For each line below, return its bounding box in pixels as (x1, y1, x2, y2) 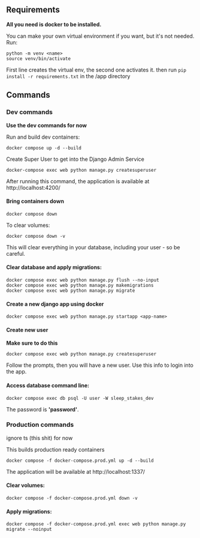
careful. (6, 250, 26, 257)
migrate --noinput (6, 527, 52, 533)
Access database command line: (6, 381, 90, 389)
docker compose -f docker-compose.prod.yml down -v (6, 495, 138, 501)
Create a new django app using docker (6, 300, 104, 307)
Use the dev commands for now (6, 121, 87, 128)
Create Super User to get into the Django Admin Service (6, 156, 145, 163)
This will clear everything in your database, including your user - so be (6, 243, 181, 251)
